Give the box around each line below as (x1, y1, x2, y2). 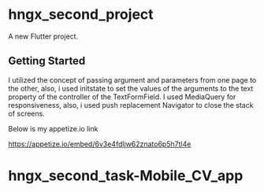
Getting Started (8, 54, 86, 68)
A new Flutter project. (8, 31, 79, 41)
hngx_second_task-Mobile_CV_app (8, 167, 244, 184)
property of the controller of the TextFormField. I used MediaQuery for (8, 92, 236, 102)
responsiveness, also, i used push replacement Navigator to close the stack (8, 100, 254, 109)
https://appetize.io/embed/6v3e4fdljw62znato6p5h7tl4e (8, 139, 191, 149)
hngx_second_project (8, 6, 154, 24)
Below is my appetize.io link (8, 124, 99, 133)
